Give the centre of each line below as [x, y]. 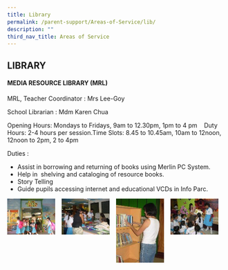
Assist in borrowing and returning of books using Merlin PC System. [114, 167]
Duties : [18, 153]
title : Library [29, 15]
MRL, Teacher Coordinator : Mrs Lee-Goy [66, 98]
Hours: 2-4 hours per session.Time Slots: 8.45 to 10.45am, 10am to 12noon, [114, 132]
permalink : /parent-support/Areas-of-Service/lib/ [82, 22]
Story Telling [35, 181]
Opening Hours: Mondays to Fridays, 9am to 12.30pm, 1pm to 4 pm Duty [112, 125]
